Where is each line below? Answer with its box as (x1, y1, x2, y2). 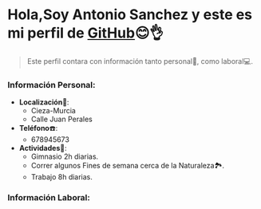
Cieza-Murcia (30, 106, 77, 116)
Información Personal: (7, 79, 96, 90)
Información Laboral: (7, 192, 91, 203)
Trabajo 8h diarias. (30, 172, 93, 182)
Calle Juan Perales (30, 114, 93, 124)
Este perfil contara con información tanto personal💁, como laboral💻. (26, 56, 253, 65)
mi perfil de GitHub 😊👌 (7, 24, 164, 42)
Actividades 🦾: (18, 144, 67, 153)
